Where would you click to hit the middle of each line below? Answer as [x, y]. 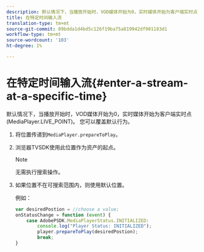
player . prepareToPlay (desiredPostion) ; [88, 232]
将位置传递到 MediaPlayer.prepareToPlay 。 [68, 134]
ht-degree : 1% [24, 46]
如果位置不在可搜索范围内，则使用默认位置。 [71, 185]
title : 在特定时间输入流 [34, 18]
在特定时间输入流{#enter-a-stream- [97, 83]
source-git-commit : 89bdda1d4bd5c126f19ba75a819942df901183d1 [87, 29]
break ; [46, 237]
